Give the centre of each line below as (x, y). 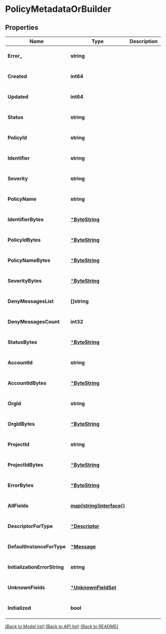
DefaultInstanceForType (37, 547)
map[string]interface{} (98, 506)
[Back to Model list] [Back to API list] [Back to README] (62, 626)
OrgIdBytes (21, 424)
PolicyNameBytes (29, 260)
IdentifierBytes (26, 219)
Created (17, 76)
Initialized (19, 608)
